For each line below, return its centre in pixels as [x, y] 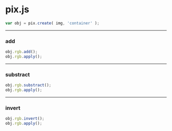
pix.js [17, 10]
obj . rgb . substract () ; [28, 85]
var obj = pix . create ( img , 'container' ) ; [52, 23]
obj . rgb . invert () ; [25, 119]
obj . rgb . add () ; [21, 52]
